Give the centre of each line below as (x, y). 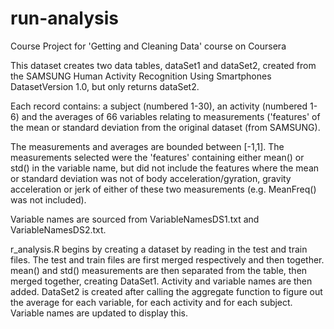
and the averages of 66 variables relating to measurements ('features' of (171, 116)
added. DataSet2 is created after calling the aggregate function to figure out (166, 291)
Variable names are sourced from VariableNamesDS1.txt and (135, 219)
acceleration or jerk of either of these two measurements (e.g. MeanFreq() (163, 189)
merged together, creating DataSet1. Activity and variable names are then (161, 281)
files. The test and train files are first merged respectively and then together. (167, 259)
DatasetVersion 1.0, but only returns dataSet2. (105, 86)
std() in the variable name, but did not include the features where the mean (165, 168)
